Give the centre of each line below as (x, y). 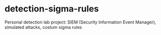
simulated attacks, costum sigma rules (43, 27)
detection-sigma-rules (52, 9)
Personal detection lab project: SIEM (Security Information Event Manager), (80, 22)
